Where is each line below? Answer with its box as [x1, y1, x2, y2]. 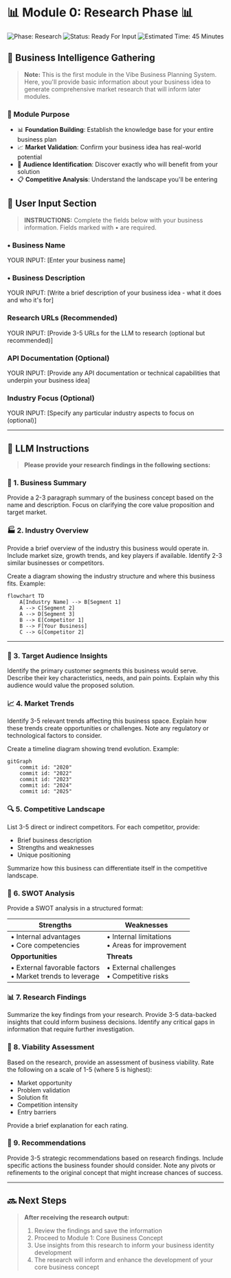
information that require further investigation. [7, 1025, 135, 1033]
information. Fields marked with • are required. [23, 223, 157, 232]
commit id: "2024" [19, 782, 72, 789]
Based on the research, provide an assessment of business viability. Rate [7, 1058, 214, 1066]
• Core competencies [10, 940, 80, 950]
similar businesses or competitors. [7, 559, 104, 567]
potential [16, 153, 43, 161]
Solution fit [16, 1093, 48, 1101]
